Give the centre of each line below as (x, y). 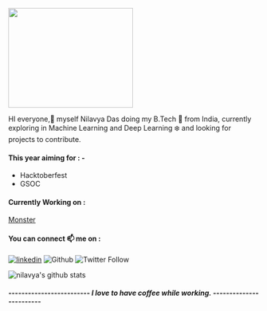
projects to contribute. (45, 139)
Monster (22, 220)
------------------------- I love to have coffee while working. (110, 293)
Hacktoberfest (43, 175)
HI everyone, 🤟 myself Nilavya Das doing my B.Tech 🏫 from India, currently (130, 119)
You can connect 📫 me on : (55, 238)
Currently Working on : (47, 202)
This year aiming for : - (47, 157)
